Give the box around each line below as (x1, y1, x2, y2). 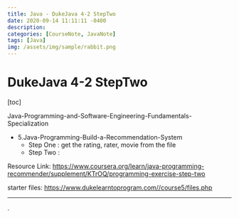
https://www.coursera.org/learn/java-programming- (52, 162, 205, 170)
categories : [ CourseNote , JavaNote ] (7, 30, 116, 38)
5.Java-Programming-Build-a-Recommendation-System (17, 133, 183, 141)
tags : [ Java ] (7, 37, 46, 44)
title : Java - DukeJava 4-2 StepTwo (7, 10, 116, 18)
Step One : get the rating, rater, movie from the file (28, 140, 176, 149)
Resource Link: (7, 162, 51, 170)
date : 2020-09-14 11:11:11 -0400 (7, 17, 107, 24)
